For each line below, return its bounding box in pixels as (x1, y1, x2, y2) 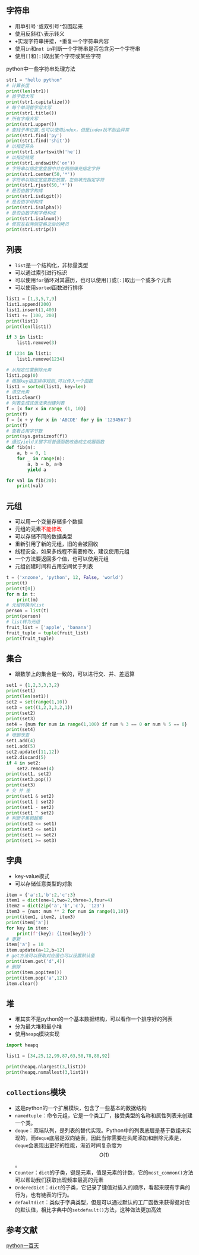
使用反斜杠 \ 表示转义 (14, 30, 65, 37)
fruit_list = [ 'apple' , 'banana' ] (6, 624, 92, 630)
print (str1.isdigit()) (6, 193, 62, 200)
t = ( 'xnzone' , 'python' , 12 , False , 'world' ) (6, 575, 124, 581)
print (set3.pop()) (6, 777, 52, 783)
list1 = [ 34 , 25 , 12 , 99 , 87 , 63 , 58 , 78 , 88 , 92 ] (6, 1053, 110, 1059)
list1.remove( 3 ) (17, 340, 58, 346)
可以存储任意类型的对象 (14, 880, 72, 887)
